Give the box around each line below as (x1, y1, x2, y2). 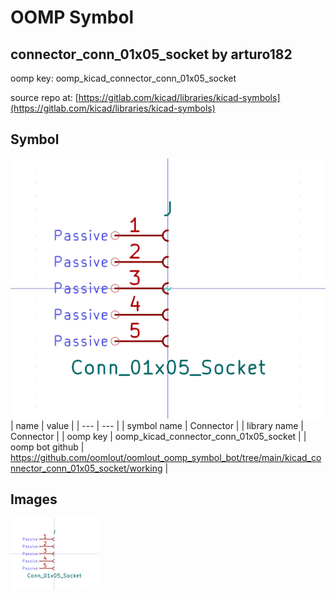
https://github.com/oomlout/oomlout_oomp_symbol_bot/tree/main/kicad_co (10, 451, 322, 463)
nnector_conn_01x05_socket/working (10, 462, 163, 474)
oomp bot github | (10, 441, 85, 453)
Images (10, 491, 58, 508)
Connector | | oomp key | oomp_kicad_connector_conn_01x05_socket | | (10, 430, 307, 442)
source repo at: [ (10, 92, 79, 103)
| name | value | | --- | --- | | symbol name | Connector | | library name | (10, 419, 304, 431)
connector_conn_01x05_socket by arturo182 (10, 46, 293, 63)
